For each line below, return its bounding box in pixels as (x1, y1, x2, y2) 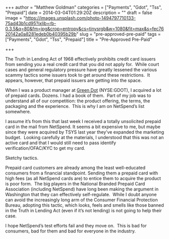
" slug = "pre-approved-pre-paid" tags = (76, 31, 161, 37)
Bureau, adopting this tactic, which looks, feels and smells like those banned (5, 202, 164, 208)
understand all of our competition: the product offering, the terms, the (5, 98, 150, 104)
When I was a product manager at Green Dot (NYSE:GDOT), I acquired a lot (5, 87, 161, 93)
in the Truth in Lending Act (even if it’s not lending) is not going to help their (5, 208, 162, 213)
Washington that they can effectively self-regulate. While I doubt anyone (5, 192, 157, 197)
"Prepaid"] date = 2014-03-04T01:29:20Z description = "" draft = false (5, 10, 152, 16)
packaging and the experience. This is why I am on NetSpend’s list (5, 103, 145, 109)
